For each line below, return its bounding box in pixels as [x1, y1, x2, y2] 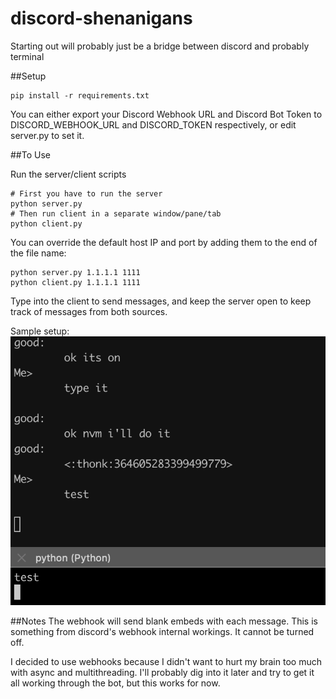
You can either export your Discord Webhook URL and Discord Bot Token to [10, 108, 323, 120]
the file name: [10, 247, 67, 259]
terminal [10, 50, 45, 62]
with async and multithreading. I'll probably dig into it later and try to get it [10, 666, 315, 678]
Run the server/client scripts [10, 168, 127, 180]
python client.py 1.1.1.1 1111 [10, 277, 141, 287]
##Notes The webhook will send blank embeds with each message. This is [10, 615, 318, 627]
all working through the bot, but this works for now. [10, 677, 221, 689]
